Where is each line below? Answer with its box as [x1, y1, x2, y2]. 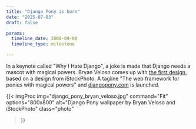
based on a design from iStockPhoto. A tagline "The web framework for [6, 75, 180, 82]
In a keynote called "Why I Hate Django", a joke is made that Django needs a [6, 62, 191, 70]
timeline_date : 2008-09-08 [11, 36, 78, 42]
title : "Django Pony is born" [6, 8, 81, 15]
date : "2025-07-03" [6, 14, 54, 20]
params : [6, 30, 25, 36]
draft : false [6, 19, 38, 25]
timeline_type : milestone [11, 41, 75, 47]
